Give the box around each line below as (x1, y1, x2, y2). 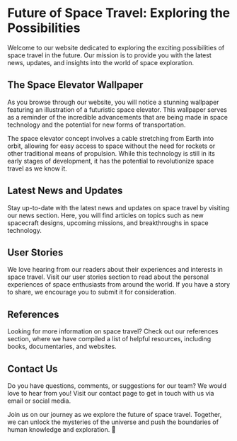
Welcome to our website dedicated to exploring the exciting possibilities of (7, 43, 225, 52)
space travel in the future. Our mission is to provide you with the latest (7, 51, 212, 59)
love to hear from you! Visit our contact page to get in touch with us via (7, 389, 214, 397)
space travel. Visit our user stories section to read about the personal (7, 273, 209, 281)
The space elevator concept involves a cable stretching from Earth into (7, 134, 214, 142)
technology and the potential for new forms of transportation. (7, 120, 186, 129)
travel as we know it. (7, 164, 67, 173)
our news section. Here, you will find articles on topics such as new (7, 211, 204, 219)
